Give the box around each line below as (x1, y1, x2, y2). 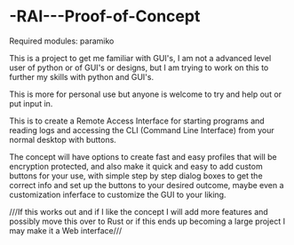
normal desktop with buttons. (9, 134, 117, 145)
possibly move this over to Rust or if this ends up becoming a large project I (9, 216, 286, 226)
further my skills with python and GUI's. (9, 71, 154, 82)
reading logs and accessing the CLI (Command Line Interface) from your (9, 124, 275, 135)
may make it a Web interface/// (9, 225, 123, 236)
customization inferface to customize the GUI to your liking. (9, 189, 226, 200)
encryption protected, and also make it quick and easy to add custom (9, 161, 264, 171)
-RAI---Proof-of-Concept (9, 6, 201, 27)
